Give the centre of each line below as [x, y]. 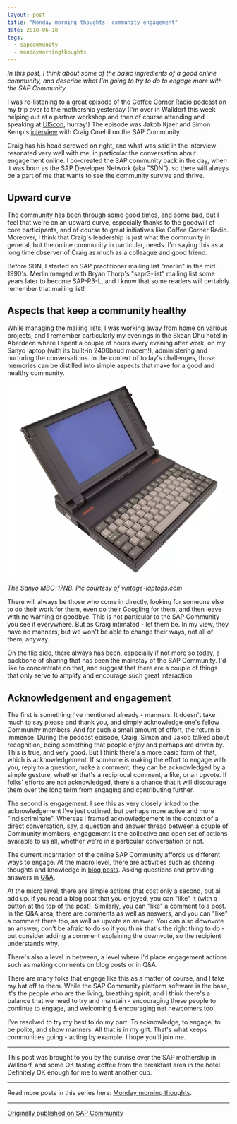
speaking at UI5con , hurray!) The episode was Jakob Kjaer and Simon [109, 124]
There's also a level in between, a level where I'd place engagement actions [117, 957]
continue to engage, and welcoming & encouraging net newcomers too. [111, 1008]
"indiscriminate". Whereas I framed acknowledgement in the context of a [113, 819]
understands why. [34, 944]
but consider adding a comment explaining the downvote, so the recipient [114, 936]
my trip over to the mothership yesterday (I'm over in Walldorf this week [111, 109]
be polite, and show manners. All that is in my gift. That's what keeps [107, 1030]
